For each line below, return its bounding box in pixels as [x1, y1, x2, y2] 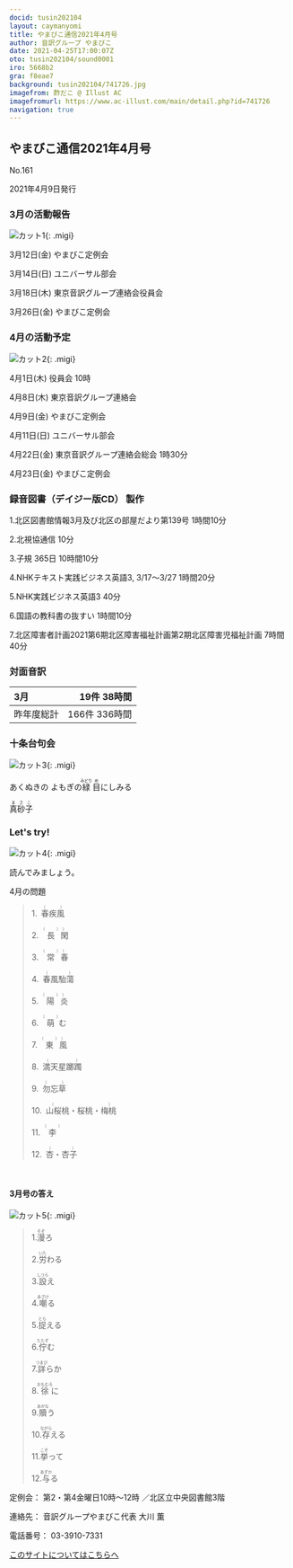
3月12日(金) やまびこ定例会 [9, 249, 109, 261]
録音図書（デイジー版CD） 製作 [9, 492, 145, 505]
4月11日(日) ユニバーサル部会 [9, 430, 116, 440]
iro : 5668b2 [9, 64, 54, 73]
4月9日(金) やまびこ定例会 [9, 411, 106, 421]
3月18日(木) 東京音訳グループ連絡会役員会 [9, 288, 164, 298]
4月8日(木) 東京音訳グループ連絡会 [9, 392, 137, 403]
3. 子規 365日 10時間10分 [9, 553, 99, 563]
